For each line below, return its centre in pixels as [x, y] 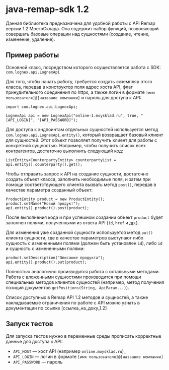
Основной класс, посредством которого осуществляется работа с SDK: [83, 67]
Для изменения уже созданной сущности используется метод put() [79, 232]
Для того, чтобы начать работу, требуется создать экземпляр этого [79, 81]
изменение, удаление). [30, 39]
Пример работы [32, 55]
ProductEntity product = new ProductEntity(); [55, 199]
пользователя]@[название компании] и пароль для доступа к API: [73, 97]
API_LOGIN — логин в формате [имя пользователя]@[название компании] [88, 356]
